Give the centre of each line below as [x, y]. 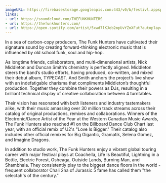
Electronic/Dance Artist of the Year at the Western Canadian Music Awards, [82, 119]
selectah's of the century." [32, 176]
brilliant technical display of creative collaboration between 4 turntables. [79, 94]
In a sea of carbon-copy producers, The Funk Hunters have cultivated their [82, 42]
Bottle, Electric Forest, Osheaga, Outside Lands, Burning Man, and [72, 160]
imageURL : [15, 10]
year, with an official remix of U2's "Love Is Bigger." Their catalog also [76, 129]
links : [12, 14]
